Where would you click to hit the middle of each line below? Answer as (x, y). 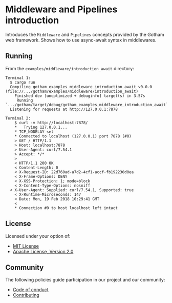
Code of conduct (30, 290)
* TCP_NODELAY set (34, 132)
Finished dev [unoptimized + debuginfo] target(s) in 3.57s (80, 96)
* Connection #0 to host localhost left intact (66, 208)
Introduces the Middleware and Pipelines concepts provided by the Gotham (85, 34)
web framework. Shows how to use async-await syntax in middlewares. (81, 40)
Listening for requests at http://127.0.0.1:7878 (64, 109)
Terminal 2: (18, 118)
